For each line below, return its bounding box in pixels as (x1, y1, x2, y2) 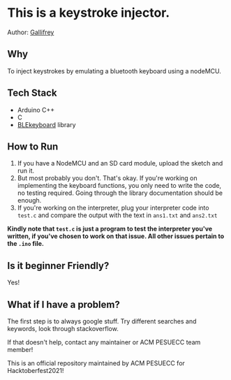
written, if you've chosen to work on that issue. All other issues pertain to (7, 232, 225, 240)
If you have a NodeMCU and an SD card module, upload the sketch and (17, 159, 223, 168)
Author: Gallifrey (7, 28, 54, 36)
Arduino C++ (17, 105, 55, 114)
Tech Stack (7, 87, 57, 99)
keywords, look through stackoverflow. (7, 325, 119, 332)
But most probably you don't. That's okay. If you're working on (17, 174, 198, 182)
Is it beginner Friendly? (7, 260, 110, 272)
